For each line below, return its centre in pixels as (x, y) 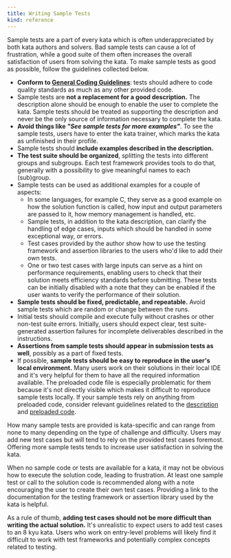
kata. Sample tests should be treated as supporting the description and (118, 112)
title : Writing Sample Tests (49, 13)
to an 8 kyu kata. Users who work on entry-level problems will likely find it (112, 532)
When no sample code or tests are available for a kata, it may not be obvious (115, 467)
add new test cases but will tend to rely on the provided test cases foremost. (115, 440)
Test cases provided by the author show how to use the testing (117, 243)
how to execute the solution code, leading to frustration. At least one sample (115, 475)
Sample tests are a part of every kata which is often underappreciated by (111, 39)
